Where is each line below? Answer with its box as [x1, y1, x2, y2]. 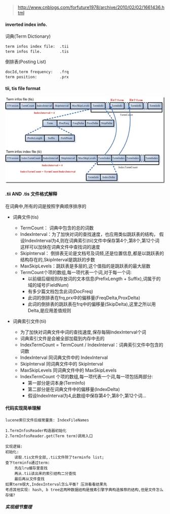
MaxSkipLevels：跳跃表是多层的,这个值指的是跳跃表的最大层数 [20, 263, 151, 269]
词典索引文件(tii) [12, 318, 47, 324]
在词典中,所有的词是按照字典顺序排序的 [5, 203, 87, 209]
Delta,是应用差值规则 [27, 307, 71, 313]
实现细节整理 [5, 504, 32, 510]
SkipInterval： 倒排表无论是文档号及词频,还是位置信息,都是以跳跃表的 [20, 250, 164, 256]
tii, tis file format [5, 85, 40, 91]
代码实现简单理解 [5, 405, 41, 411]
